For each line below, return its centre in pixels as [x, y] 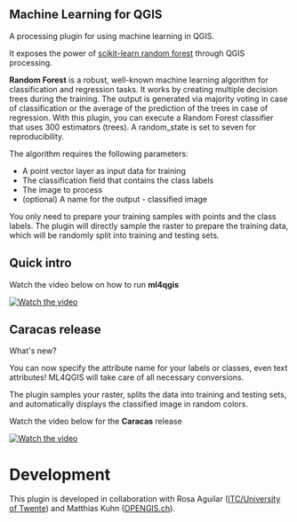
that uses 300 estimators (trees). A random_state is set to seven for [132, 127]
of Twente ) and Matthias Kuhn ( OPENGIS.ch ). [92, 509]
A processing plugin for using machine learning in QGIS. [112, 36]
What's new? [33, 351]
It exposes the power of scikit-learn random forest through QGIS [127, 53]
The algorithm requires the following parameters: [99, 154]
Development [60, 475]
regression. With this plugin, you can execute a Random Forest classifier [141, 117]
